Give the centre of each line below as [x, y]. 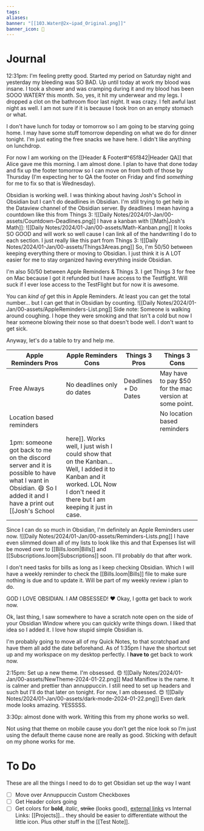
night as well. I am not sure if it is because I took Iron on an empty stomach [100, 108]
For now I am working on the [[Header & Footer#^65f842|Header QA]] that [99, 158]
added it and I [29, 496]
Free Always [27, 389]
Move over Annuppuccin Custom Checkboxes [73, 795]
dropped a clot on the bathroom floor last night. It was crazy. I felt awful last [101, 102]
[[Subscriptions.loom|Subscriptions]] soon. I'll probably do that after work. [99, 556]
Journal [26, 59]
